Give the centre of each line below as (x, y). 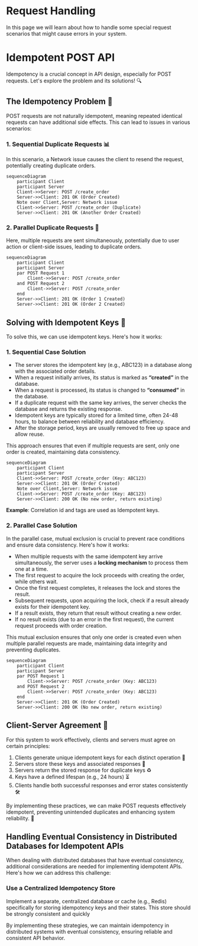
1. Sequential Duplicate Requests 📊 (58, 144)
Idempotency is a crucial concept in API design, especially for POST (89, 74)
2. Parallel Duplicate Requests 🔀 (53, 228)
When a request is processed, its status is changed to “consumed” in (100, 390)
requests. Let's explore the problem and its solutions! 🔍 (74, 81)
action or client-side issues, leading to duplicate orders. (74, 247)
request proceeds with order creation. (61, 625)
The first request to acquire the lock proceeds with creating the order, (100, 575)
